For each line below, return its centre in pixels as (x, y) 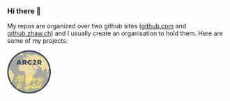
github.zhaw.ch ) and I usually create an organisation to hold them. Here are (115, 33)
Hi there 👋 (24, 11)
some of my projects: (38, 41)
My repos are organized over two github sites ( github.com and (97, 26)
